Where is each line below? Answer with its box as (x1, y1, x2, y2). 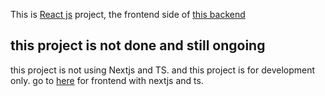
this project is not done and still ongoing (10, 37, 266, 54)
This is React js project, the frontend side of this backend (10, 9, 246, 20)
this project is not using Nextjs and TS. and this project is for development (10, 64, 316, 76)
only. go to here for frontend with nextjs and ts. (10, 74, 204, 86)
